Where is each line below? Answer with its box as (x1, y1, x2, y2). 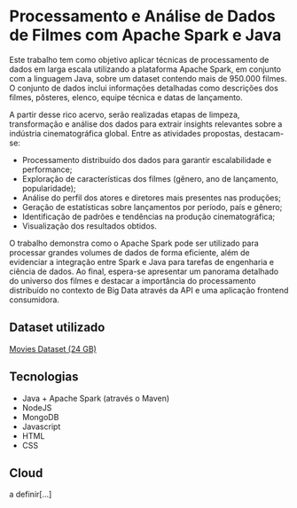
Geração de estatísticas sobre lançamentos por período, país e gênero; (21, 201, 283, 212)
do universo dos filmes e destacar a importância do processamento (9, 275, 256, 285)
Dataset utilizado (9, 320, 106, 335)
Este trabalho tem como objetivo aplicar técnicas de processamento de (9, 54, 270, 65)
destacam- (243, 128, 285, 138)
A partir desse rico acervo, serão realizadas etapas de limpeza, (9, 109, 240, 120)
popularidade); (21, 183, 77, 193)
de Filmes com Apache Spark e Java (9, 25, 282, 45)
